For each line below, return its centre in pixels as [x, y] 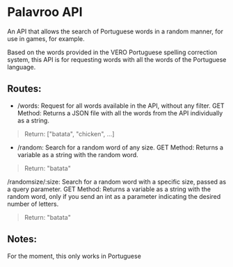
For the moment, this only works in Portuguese [74, 256]
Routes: [24, 89]
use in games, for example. [46, 38]
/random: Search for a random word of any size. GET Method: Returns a [120, 147]
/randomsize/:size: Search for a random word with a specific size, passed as [117, 181]
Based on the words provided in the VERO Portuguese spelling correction [112, 52]
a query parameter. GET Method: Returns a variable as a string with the [109, 189]
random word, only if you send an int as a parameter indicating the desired [114, 196]
